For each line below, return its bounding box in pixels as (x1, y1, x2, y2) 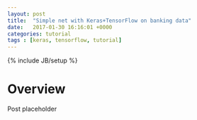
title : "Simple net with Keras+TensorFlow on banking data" (7, 17, 192, 24)
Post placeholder (7, 104, 57, 114)
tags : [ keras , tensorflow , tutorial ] (7, 37, 122, 44)
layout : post (7, 10, 46, 18)
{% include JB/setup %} (7, 56, 78, 65)
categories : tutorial (7, 30, 72, 38)
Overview (7, 81, 66, 97)
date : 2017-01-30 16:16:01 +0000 (7, 23, 113, 31)
